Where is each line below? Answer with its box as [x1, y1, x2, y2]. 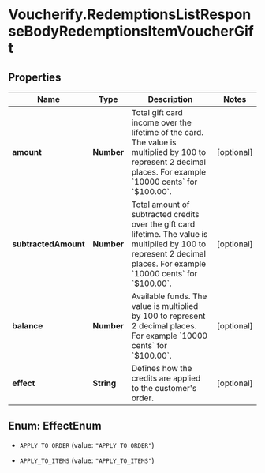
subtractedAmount [12, 238, 85, 250]
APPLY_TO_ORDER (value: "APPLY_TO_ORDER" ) [19, 440, 155, 449]
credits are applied [131, 373, 201, 384]
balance [12, 321, 43, 331]
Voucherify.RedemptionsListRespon [8, 6, 252, 24]
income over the [131, 117, 192, 128]
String [92, 377, 117, 389]
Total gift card [131, 107, 183, 118]
